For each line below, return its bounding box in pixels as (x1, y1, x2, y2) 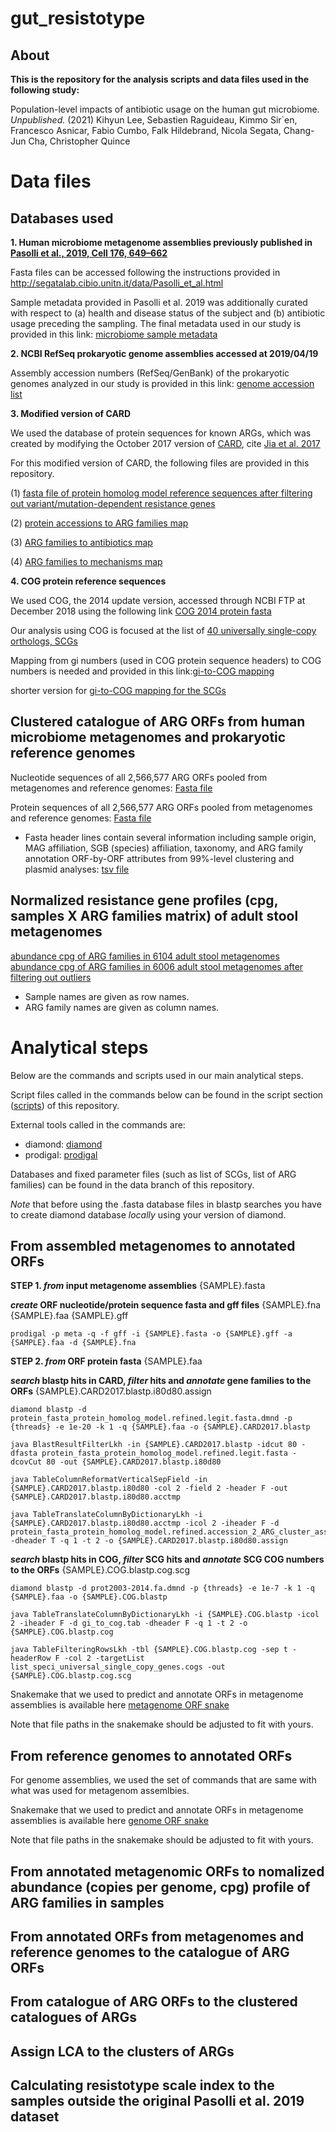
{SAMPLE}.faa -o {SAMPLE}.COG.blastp (10, 1592, 168, 1602)
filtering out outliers (10, 971, 92, 983)
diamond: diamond (24, 1138, 103, 1150)
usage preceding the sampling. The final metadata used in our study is (10, 318, 302, 329)
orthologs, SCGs (10, 635, 78, 647)
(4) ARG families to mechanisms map (10, 556, 163, 567)
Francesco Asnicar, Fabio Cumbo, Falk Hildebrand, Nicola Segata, (10, 125, 282, 136)
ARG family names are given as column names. (24, 1001, 220, 1013)
